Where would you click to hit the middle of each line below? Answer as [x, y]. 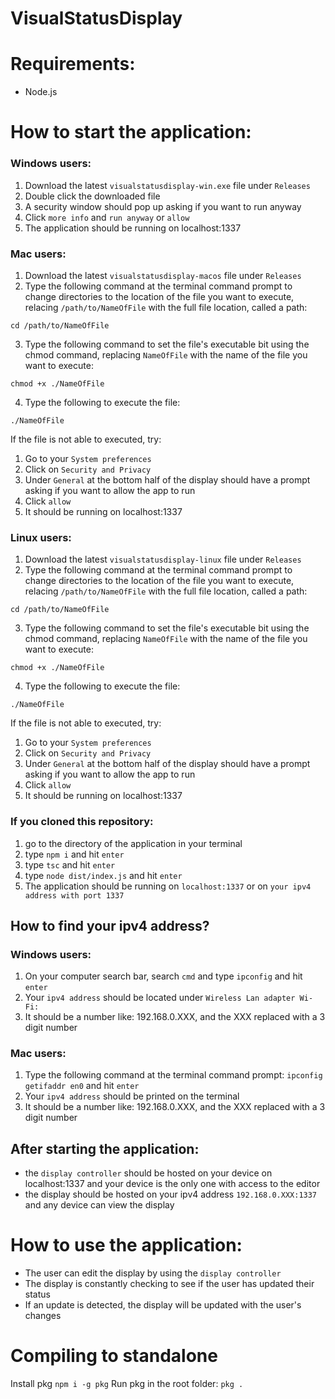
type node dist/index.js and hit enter [103, 875]
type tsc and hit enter [70, 864]
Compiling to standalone [114, 1356]
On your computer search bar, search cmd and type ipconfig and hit [163, 976]
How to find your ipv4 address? [110, 925]
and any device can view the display [99, 1205]
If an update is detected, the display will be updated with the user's [163, 1305]
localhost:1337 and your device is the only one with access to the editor [172, 1184]
